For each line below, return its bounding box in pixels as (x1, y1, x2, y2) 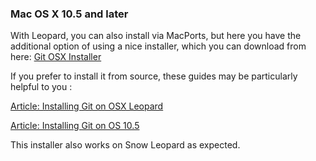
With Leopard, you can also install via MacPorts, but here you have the (10, 30, 302, 42)
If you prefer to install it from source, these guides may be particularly (10, 70, 298, 82)
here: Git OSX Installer (10, 51, 102, 63)
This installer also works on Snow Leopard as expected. (10, 139, 241, 151)
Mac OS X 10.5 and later (10, 7, 129, 21)
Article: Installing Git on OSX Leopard (10, 100, 164, 112)
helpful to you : (10, 81, 73, 93)
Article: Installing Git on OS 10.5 (10, 120, 140, 132)
